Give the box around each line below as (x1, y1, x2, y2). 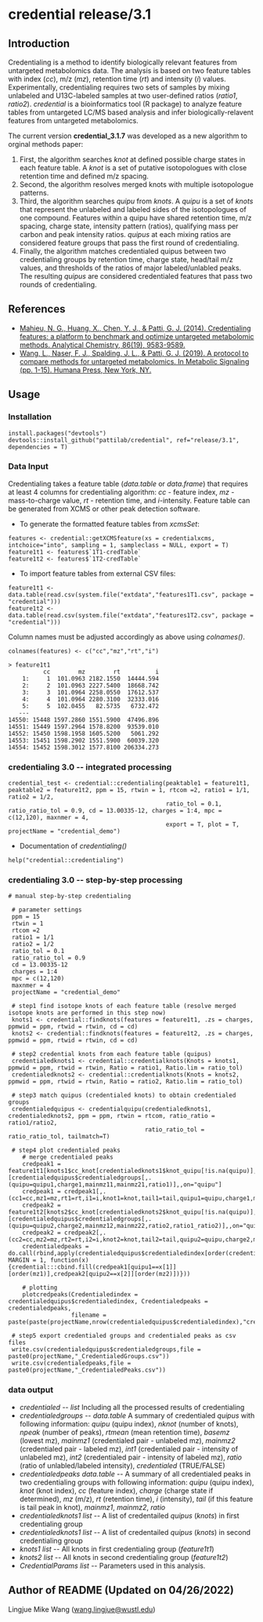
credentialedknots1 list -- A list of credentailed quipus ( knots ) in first (19, 1511, 240, 1520)
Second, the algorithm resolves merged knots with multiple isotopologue (19, 180, 254, 189)
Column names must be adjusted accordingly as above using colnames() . (8, 632, 245, 641)
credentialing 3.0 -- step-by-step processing (8, 875, 183, 886)
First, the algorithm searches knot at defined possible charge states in (19, 155, 246, 164)
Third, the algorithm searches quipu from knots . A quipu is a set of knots (19, 196, 254, 206)
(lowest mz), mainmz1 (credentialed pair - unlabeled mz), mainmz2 (19, 1435, 236, 1445)
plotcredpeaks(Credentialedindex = (22, 1291, 139, 1299)
